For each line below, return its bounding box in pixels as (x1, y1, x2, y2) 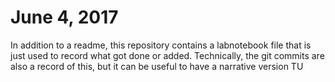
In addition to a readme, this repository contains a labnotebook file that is (10, 39, 312, 51)
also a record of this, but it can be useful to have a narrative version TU (10, 60, 304, 72)
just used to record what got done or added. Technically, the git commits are (10, 49, 325, 61)
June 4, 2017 (10, 6, 119, 29)
